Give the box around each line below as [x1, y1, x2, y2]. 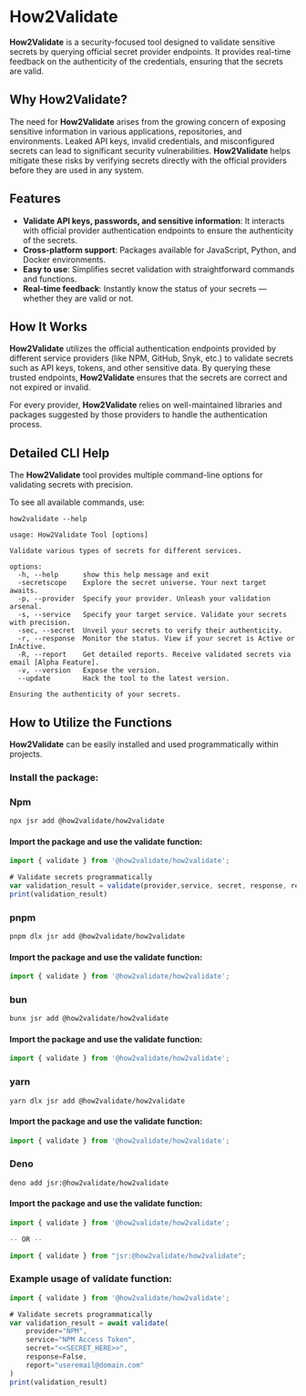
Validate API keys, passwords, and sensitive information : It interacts [22, 215, 285, 226]
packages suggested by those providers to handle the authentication [9, 409, 269, 420]
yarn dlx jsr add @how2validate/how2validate [9, 1096, 185, 1105]
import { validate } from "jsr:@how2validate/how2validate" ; [9, 1251, 247, 1260]
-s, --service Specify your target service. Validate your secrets [17, 611, 287, 620]
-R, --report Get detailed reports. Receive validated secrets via [17, 650, 291, 660]
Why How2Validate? [9, 92, 127, 108]
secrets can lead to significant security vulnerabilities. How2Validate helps [9, 145, 291, 156]
